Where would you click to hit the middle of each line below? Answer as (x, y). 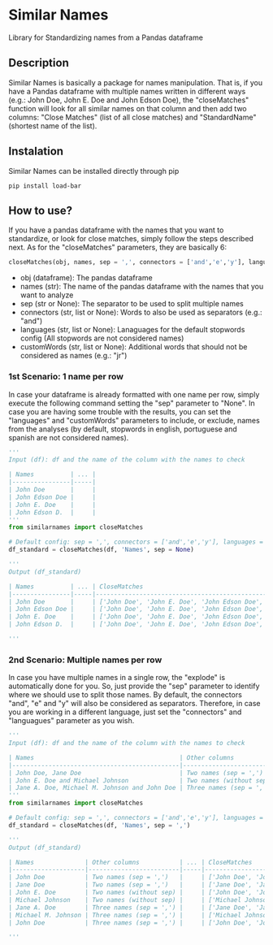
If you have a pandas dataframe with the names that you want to (116, 230)
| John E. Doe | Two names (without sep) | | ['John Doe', (130, 893)
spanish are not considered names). (69, 437)
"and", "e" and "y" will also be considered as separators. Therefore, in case (134, 704)
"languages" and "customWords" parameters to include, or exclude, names (134, 420)
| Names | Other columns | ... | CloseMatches (130, 862)
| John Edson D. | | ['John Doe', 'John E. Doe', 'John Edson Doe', (136, 624)
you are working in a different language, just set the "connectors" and (125, 712)
